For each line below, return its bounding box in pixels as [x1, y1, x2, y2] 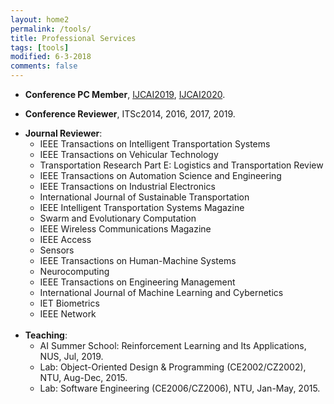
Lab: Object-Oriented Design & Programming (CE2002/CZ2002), [39, 361, 307, 373]
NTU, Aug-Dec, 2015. [39, 372, 128, 383]
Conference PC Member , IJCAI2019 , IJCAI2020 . [24, 89, 226, 100]
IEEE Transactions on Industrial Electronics [39, 181, 216, 192]
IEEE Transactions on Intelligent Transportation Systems [39, 138, 271, 150]
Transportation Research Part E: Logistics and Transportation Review [39, 159, 324, 171]
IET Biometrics [39, 297, 100, 309]
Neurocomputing [39, 266, 110, 277]
